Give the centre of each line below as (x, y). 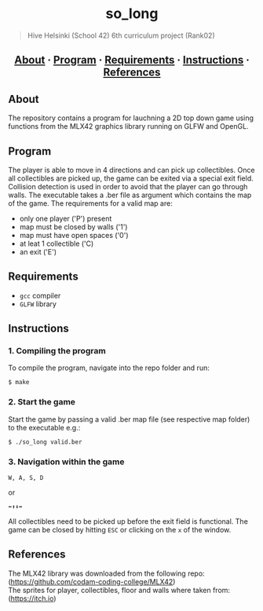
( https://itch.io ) (32, 598)
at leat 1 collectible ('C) (57, 243)
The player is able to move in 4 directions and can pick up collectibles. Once (131, 170)
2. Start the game (42, 402)
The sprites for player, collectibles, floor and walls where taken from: (119, 590)
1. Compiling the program (57, 351)
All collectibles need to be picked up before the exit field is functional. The (128, 521)
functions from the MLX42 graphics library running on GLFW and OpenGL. (128, 126)
